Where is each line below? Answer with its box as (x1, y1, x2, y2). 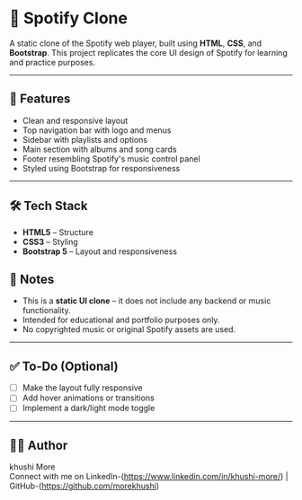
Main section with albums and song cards (22, 144, 177, 154)
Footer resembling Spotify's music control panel (22, 153, 200, 164)
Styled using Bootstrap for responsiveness (22, 162, 181, 173)
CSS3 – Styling (22, 236, 78, 247)
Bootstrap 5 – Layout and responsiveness (22, 246, 178, 257)
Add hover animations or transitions (22, 392, 155, 403)
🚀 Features (9, 92, 71, 107)
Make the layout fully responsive (22, 382, 144, 393)
